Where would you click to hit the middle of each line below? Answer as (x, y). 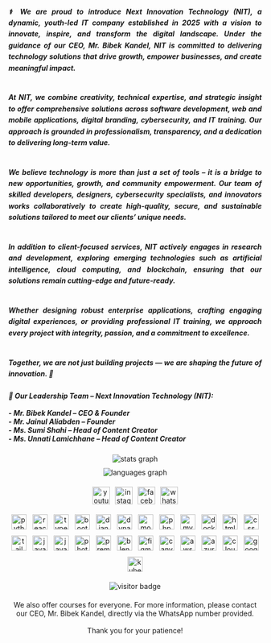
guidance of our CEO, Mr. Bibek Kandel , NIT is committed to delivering (135, 45)
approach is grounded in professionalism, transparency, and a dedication (135, 131)
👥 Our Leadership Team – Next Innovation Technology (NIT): (111, 396)
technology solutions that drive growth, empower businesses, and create (135, 56)
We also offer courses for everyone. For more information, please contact (135, 605)
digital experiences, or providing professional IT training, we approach (135, 321)
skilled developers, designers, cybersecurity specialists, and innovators (135, 195)
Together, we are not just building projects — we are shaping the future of (135, 363)
